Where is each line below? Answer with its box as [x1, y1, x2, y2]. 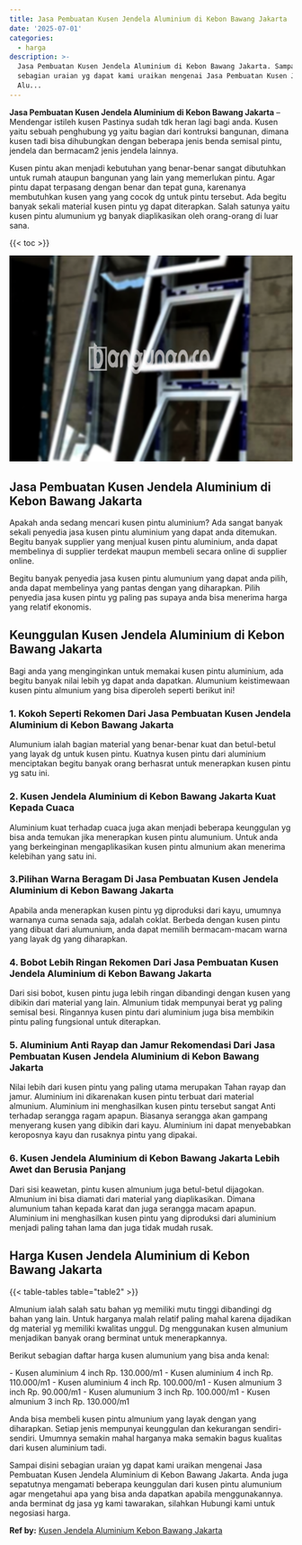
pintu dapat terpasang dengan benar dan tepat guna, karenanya [9, 181, 246, 193]
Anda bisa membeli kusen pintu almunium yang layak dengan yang [9, 1414, 257, 1424]
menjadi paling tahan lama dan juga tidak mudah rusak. [9, 1222, 214, 1233]
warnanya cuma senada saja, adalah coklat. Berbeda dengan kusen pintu [9, 914, 280, 925]
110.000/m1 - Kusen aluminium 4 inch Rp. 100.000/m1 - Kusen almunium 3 [9, 1377, 283, 1387]
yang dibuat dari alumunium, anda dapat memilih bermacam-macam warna [9, 924, 288, 935]
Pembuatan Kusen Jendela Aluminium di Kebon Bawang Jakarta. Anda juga [9, 1468, 289, 1480]
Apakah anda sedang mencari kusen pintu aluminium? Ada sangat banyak [9, 518, 283, 529]
